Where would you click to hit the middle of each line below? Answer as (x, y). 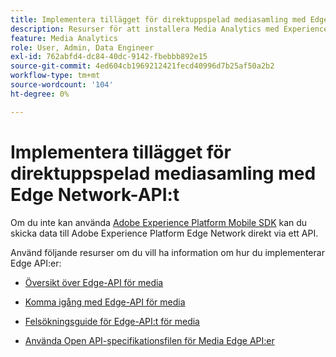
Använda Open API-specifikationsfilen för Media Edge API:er (149, 340)
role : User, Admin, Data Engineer (82, 47)
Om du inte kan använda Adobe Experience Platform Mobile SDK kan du (159, 222)
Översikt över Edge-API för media (94, 282)
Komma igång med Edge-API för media (105, 302)
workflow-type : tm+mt (55, 76)
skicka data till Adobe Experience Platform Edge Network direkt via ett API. (164, 233)
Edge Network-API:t (95, 194)
